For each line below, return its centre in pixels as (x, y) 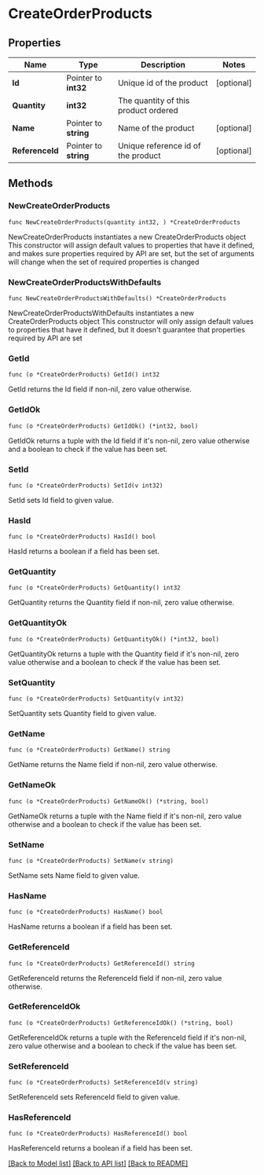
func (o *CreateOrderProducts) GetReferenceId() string (101, 964)
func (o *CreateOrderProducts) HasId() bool (82, 537)
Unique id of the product (163, 83)
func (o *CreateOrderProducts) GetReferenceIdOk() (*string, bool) (121, 1023)
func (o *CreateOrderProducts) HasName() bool (86, 912)
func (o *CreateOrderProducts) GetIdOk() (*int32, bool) (103, 426)
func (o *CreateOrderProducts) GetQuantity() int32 (94, 588)
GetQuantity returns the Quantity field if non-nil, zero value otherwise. (121, 603)
